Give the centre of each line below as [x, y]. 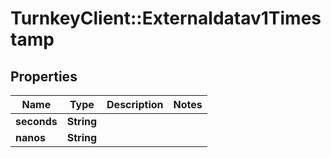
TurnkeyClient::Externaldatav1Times [166, 18]
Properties [44, 76]
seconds [36, 121]
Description [135, 104]
